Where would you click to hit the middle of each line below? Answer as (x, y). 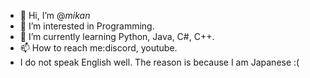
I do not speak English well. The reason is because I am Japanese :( (159, 62)
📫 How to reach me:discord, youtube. (98, 48)
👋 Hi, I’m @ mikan (55, 15)
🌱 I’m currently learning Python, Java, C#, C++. (117, 36)
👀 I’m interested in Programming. (87, 26)
